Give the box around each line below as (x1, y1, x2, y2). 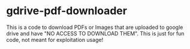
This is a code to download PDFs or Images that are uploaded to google (6, 24, 183, 31)
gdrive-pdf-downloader (6, 4, 128, 18)
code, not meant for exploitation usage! (6, 36, 104, 43)
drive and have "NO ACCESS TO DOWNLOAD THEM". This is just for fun (6, 30, 185, 37)
